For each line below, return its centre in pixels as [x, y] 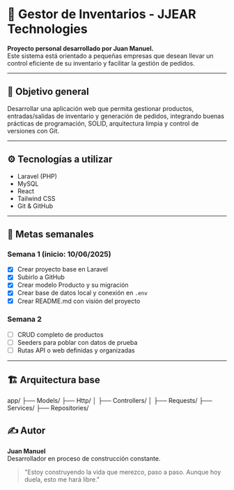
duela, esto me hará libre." [62, 479]
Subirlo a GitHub [41, 277]
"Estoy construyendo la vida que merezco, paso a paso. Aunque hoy [123, 472]
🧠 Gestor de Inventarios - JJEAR [102, 14]
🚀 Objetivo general [48, 92]
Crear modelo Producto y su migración [73, 285]
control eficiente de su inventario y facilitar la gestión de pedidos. [101, 63]
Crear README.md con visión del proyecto [79, 301]
